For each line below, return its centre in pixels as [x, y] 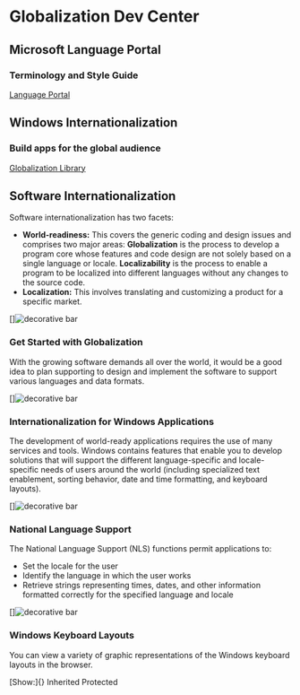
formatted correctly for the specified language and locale [128, 595]
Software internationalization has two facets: [92, 218]
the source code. [54, 282]
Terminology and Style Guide [74, 75]
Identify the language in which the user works [107, 576]
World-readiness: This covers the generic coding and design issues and [157, 235]
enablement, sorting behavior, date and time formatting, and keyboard [138, 479]
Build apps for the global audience [85, 148]
